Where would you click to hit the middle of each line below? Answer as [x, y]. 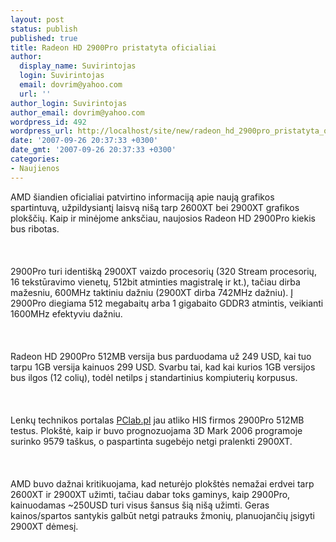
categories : [35, 159]
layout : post [37, 19]
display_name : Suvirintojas [78, 66]
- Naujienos [35, 168]
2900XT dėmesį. [44, 526]
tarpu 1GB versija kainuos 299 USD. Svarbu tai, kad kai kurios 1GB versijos [163, 367]
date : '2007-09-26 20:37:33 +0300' [84, 141]
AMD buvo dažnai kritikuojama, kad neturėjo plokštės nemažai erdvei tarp [162, 483]
